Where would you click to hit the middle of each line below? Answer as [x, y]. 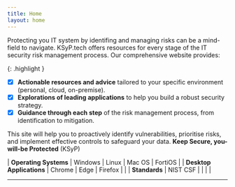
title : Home [24, 14]
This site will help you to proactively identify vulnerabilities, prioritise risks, [114, 134]
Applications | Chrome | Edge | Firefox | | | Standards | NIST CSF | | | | [109, 170]
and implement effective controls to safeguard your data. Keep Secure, [110, 141]
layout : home [26, 20]
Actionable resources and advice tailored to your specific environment [120, 82]
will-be [17, 149]
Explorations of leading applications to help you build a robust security [121, 97]
